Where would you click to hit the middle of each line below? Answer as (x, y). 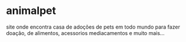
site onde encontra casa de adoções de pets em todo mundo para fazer (93, 27)
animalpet (31, 11)
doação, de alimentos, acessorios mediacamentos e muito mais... (85, 33)
